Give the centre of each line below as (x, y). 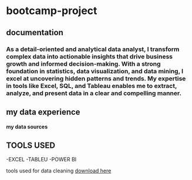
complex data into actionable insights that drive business (90, 56)
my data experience (43, 112)
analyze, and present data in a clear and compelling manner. (94, 93)
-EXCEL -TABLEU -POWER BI (41, 159)
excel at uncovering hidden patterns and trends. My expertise (96, 79)
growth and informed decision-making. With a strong (83, 64)
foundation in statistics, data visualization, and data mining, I (95, 71)
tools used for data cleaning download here (59, 171)
